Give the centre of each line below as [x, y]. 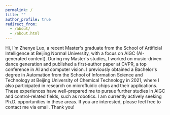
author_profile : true [28, 19]
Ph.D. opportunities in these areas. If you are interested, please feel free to [83, 102]
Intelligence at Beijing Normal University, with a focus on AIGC [70, 53]
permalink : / [19, 10]
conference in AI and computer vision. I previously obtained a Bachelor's [81, 69]
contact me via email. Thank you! [40, 107]
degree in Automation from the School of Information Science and [74, 75]
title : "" [16, 15]
